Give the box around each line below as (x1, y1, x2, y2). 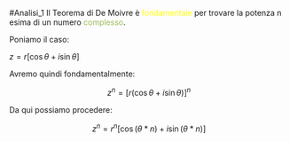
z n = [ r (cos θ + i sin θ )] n (106, 86, 192, 98)
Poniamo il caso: (9, 35, 69, 44)
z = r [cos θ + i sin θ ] (9, 51, 80, 61)
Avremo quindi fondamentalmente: (9, 68, 136, 79)
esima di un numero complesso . (9, 17, 126, 28)
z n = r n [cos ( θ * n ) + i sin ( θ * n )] (91, 122, 207, 134)
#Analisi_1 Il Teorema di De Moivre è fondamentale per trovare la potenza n (9, 8, 282, 18)
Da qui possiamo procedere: (9, 104, 113, 114)
